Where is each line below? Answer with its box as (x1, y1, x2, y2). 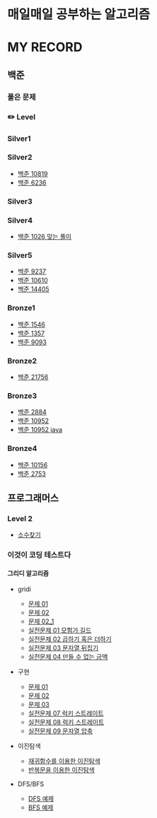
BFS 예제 (28, 803, 54, 812)
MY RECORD (7, 40, 83, 55)
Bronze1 (7, 303, 35, 313)
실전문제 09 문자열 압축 (28, 727, 93, 735)
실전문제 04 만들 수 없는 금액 (28, 653, 108, 661)
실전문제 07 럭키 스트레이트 (28, 709, 104, 718)
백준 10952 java (17, 426, 63, 434)
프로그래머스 (7, 492, 59, 504)
